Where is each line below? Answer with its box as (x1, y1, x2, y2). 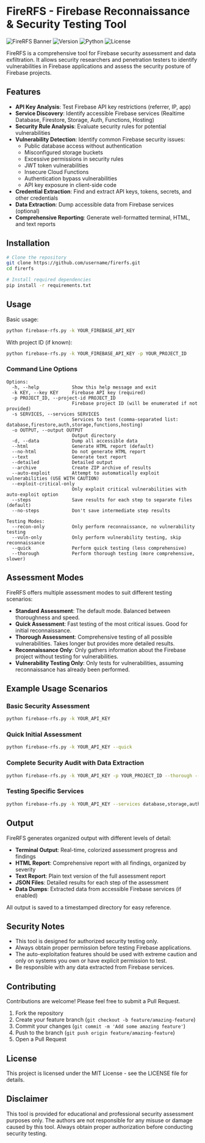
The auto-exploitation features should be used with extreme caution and (15, 951, 197, 958)
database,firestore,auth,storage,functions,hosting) (6, 422, 143, 428)
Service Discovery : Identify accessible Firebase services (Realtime (15, 109, 185, 117)
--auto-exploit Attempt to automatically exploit (12, 470, 160, 476)
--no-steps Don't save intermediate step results (12, 507, 171, 514)
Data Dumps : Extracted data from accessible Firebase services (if (15, 885, 182, 892)
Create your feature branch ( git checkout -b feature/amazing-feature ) (15, 1016, 196, 1023)
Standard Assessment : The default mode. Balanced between (15, 607, 171, 614)
